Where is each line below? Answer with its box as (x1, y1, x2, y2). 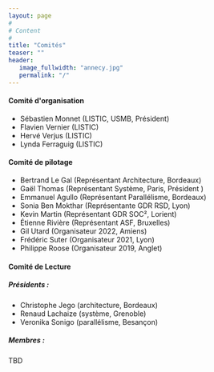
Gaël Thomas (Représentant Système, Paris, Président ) (19, 184, 204, 194)
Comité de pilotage (8, 158, 74, 167)
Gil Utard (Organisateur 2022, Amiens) (19, 226, 147, 236)
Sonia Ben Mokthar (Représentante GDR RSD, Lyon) (19, 201, 191, 210)
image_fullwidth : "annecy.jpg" (18, 64, 124, 72)
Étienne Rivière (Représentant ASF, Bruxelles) (19, 218, 171, 228)
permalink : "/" (18, 71, 70, 79)
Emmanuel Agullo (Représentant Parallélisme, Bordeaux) (19, 193, 207, 202)
